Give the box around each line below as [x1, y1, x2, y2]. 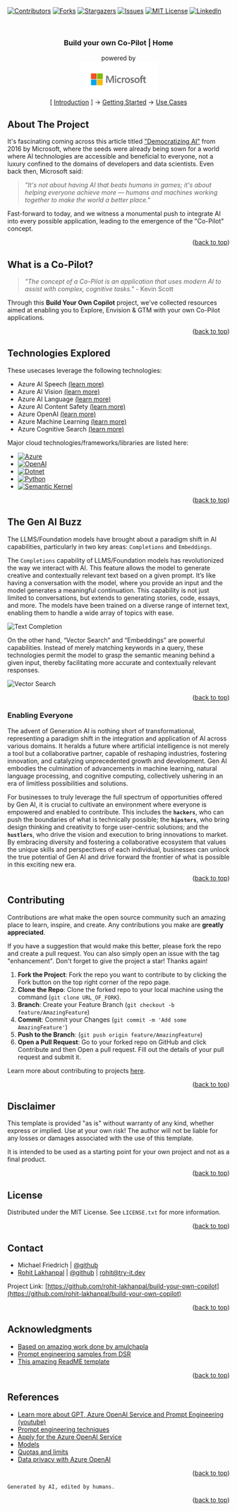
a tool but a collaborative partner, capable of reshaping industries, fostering [7, 749, 227, 757]
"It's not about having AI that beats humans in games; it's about [24, 181, 212, 190]
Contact [7, 1242, 44, 1254]
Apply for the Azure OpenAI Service [17, 1432, 122, 1441]
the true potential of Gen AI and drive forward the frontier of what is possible [7, 852, 230, 861]
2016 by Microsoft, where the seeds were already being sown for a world [7, 145, 220, 153]
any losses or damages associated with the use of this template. [7, 1134, 194, 1142]
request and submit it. [17, 1053, 81, 1061]
